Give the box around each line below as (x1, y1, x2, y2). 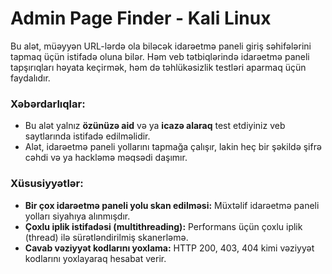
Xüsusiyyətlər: (10, 177, 84, 191)
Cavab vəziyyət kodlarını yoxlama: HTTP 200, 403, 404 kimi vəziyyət (24, 242, 315, 254)
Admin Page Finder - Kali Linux (10, 7, 272, 30)
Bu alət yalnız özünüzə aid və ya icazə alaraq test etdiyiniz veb (24, 120, 286, 132)
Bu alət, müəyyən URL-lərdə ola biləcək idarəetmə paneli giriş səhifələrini (10, 40, 312, 52)
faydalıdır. (10, 72, 51, 84)
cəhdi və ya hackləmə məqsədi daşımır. (24, 152, 188, 164)
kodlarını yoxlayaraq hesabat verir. (24, 252, 167, 264)
